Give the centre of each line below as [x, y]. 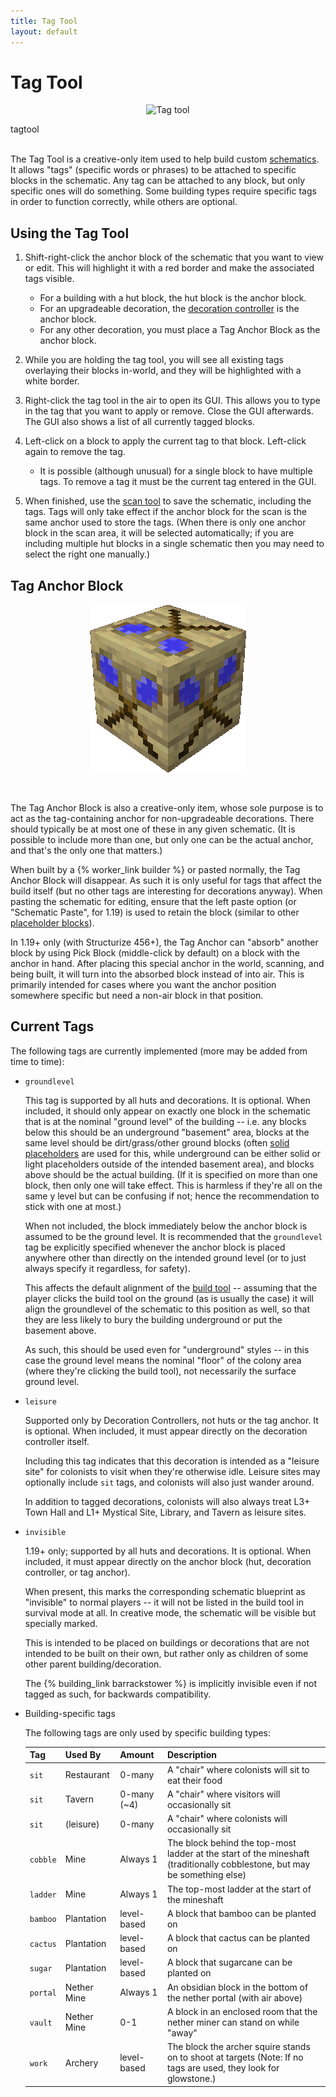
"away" [182, 2032]
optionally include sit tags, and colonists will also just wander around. [169, 1482]
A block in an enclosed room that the [242, 2011]
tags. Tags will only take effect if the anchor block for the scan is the [165, 512]
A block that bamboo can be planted [241, 1913]
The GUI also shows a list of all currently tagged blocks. [139, 422]
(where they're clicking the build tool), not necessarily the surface [160, 1371]
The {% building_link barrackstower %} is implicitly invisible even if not [171, 1683]
